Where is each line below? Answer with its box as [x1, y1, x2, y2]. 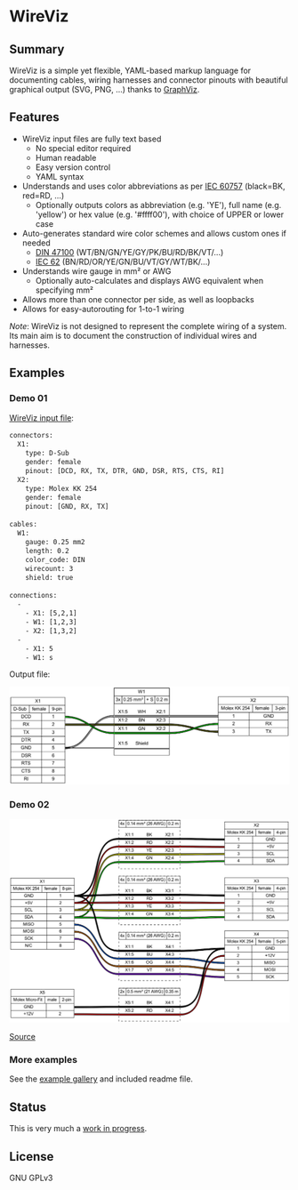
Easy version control [35, 162, 111, 173]
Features [9, 109, 60, 125]
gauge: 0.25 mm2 [25, 537, 86, 546]
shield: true [25, 573, 74, 582]
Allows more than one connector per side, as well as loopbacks [21, 293, 255, 304]
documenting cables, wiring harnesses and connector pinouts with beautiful [9, 75, 288, 85]
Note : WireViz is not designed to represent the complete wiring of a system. [9, 320, 287, 331]
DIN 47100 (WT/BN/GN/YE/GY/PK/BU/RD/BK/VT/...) [35, 246, 224, 257]
